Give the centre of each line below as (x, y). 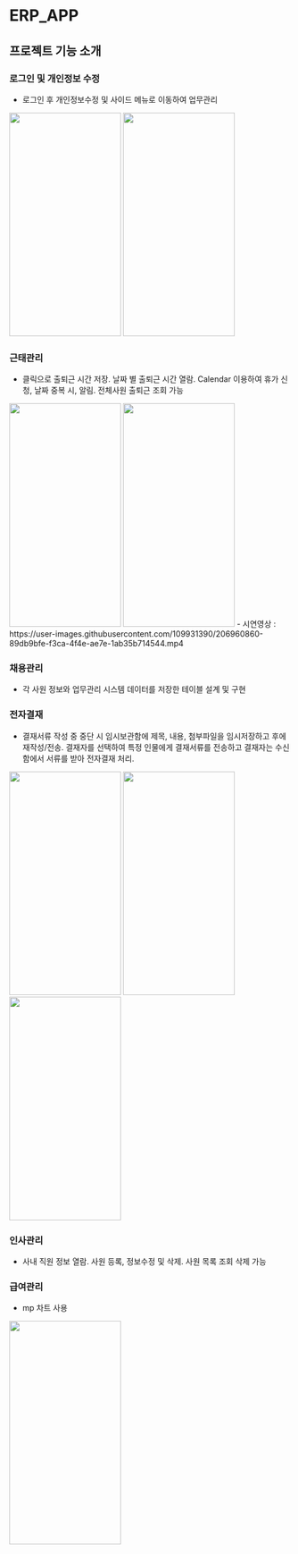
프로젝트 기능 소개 (55, 51)
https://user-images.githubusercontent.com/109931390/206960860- (136, 634)
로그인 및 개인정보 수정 (55, 79)
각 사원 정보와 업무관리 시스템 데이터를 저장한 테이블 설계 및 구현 (134, 689)
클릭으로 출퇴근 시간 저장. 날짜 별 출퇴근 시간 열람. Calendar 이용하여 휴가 (150, 379)
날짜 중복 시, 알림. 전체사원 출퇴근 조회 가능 (109, 391)
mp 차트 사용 (45, 1308)
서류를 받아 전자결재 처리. (90, 758)
